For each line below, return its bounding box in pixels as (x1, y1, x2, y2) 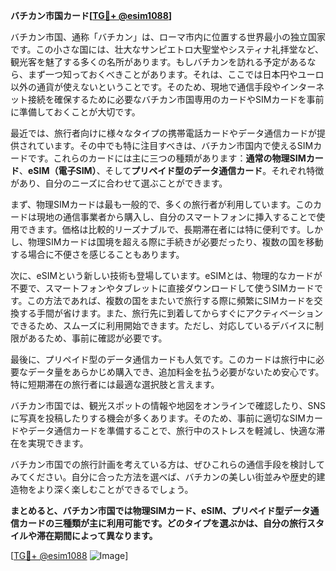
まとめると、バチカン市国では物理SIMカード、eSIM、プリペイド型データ (10, 505, 311, 516)
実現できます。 (27, 437, 89, 449)
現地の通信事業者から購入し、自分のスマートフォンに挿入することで (36, 211, 317, 223)
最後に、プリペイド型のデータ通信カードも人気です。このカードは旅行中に (10, 354, 317, 365)
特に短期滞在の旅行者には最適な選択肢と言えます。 (10, 379, 220, 390)
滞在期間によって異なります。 (36, 530, 158, 541)
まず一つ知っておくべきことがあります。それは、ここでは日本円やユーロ (27, 69, 325, 80)
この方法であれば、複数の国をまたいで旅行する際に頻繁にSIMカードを (26, 295, 315, 306)
